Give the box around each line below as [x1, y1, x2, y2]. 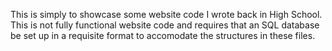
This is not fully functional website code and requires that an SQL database [10, 19, 320, 31]
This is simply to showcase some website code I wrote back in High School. [10, 9, 323, 20]
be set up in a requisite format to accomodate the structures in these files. [10, 30, 316, 41]
